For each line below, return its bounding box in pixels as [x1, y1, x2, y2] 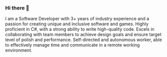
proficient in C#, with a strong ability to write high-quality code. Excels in [5, 26, 155, 32]
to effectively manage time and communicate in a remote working [5, 42, 140, 48]
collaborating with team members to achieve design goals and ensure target [5, 32, 162, 38]
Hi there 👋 [5, 4, 30, 11]
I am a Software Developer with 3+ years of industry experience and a [5, 16, 150, 22]
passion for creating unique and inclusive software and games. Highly [5, 21, 149, 27]
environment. [5, 47, 32, 54]
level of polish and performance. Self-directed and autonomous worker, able [5, 37, 162, 43]
